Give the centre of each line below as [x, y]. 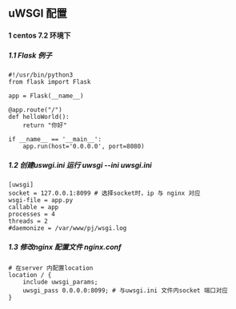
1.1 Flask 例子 [30, 55]
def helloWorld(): [39, 117]
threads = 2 [28, 221]
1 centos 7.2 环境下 [40, 35]
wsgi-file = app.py [41, 200]
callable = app [34, 207]
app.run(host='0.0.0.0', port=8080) [84, 146]
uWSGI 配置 [38, 14]
